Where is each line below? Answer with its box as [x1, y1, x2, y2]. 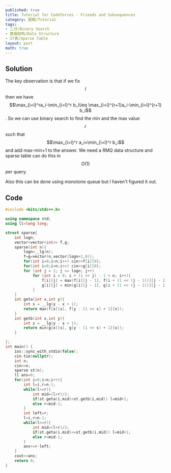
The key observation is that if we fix [5, 78, 80, 84]
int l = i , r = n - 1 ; [23, 382, 56, 387]
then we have [5, 94, 34, 100]
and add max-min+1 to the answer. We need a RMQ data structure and [5, 147, 153, 153]
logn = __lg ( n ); [23, 249, 53, 255]
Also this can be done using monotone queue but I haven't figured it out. [5, 178, 157, 185]
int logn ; [14, 235, 36, 240]
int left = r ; [23, 411, 49, 416]
